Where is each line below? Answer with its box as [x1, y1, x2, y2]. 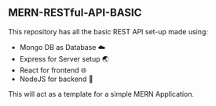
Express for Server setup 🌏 [19, 54, 110, 63]
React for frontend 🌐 [19, 65, 87, 75]
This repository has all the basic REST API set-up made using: [8, 26, 208, 36]
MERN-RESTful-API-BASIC [8, 6, 142, 19]
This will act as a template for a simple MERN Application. [8, 89, 195, 98]
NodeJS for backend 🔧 [19, 74, 93, 83]
